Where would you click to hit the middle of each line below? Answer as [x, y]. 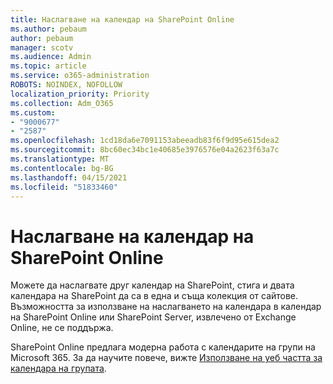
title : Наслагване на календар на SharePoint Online [122, 19]
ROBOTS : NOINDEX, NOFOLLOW [66, 85]
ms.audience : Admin [51, 57]
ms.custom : [33, 112]
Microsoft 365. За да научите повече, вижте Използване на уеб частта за [166, 358]
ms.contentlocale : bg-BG [62, 168]
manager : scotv [42, 47]
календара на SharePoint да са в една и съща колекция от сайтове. [154, 296]
